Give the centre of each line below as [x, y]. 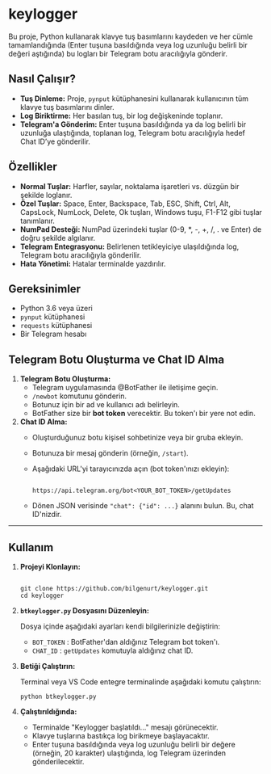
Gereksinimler [45, 289]
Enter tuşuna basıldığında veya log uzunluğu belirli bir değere [134, 745]
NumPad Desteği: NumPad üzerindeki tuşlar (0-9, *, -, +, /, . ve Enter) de [141, 229]
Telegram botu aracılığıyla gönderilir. [81, 254]
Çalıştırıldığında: [48, 711]
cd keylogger [42, 595]
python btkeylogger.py [58, 696]
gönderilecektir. [58, 761]
